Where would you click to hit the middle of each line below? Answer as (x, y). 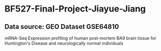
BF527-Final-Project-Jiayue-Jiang (75, 9)
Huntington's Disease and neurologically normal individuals (64, 43)
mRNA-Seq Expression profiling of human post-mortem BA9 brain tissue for (80, 38)
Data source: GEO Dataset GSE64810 (62, 27)
